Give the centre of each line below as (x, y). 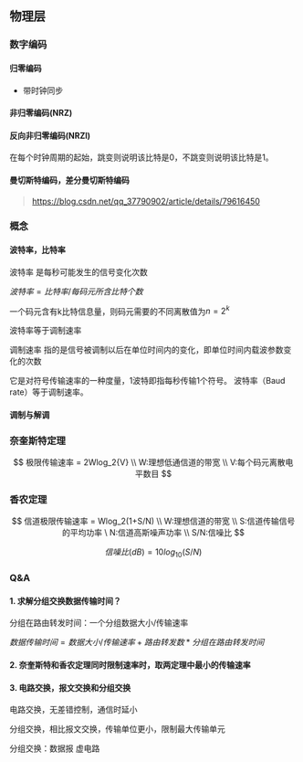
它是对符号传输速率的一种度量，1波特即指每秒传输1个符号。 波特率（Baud (147, 381)
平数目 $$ (153, 474)
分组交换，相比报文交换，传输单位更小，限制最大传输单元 (117, 729)
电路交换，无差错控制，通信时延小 (73, 710)
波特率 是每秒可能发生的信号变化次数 (78, 271)
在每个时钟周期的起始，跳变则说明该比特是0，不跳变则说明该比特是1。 (141, 157)
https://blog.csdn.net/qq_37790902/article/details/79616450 (146, 201)
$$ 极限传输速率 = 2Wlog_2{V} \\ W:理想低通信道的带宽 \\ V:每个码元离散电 (153, 462)
